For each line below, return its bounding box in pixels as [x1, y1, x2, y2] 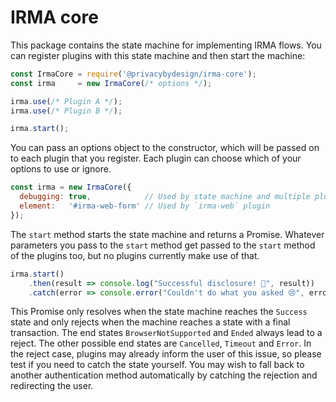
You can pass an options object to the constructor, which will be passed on [10, 142, 320, 154]
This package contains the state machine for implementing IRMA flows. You [10, 39, 322, 51]
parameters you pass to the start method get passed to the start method [10, 239, 316, 251]
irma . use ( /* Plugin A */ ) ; [10, 96, 123, 106]
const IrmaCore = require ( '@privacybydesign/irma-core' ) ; [10, 69, 257, 79]
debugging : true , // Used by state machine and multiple [19, 192, 311, 202]
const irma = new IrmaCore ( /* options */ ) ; [10, 78, 213, 88]
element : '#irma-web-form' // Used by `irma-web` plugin [19, 201, 271, 211]
